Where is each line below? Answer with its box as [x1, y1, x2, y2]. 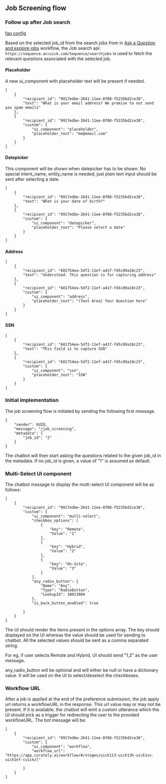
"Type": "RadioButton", [40, 588, 90, 593]
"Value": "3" [49, 566, 77, 571]
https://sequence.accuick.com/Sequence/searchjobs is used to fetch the [5, 50, 153, 56]
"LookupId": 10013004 [40, 592, 85, 597]
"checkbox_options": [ [31, 518, 79, 523]
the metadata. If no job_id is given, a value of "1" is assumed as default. [5, 458, 151, 464]
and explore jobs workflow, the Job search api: [5, 45, 101, 51]
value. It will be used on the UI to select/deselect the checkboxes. [5, 673, 140, 679]
